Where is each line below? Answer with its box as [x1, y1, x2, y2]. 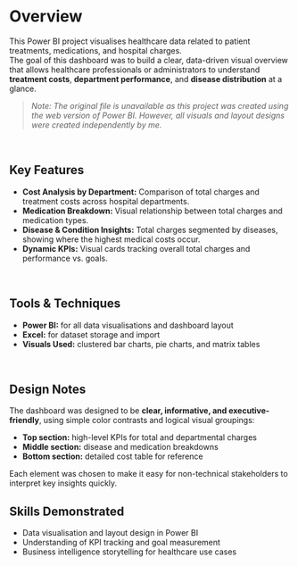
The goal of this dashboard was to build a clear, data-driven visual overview [9, 54, 288, 65]
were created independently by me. [30, 119, 162, 130]
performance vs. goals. [21, 253, 109, 263]
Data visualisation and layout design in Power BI [21, 528, 199, 538]
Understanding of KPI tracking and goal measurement [21, 537, 221, 548]
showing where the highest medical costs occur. [21, 234, 201, 245]
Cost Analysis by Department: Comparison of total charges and [21, 186, 261, 197]
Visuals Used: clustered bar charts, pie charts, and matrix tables [21, 338, 261, 349]
